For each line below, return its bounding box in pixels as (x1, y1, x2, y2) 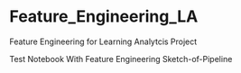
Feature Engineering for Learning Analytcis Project (9, 36, 198, 47)
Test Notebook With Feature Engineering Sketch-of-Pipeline (9, 53, 233, 64)
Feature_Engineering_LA (9, 6, 199, 27)
